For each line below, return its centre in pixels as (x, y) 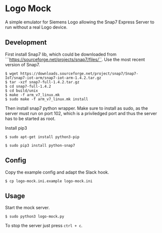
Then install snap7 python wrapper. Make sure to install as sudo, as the (76, 108)
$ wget (12, 74)
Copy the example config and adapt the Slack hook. (57, 172)
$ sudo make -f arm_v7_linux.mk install (47, 99)
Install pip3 (16, 128)
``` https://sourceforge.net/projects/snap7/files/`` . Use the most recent (75, 59)
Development (26, 43)
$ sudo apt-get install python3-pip (42, 137)
